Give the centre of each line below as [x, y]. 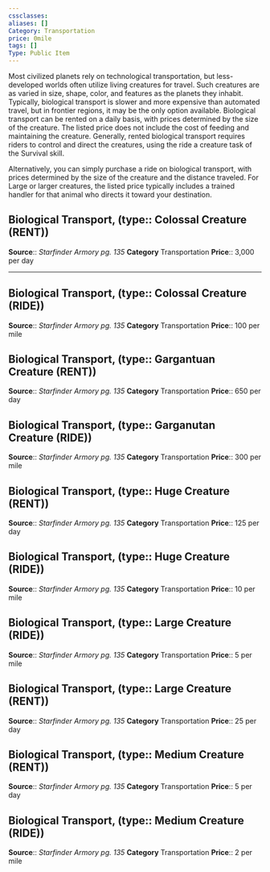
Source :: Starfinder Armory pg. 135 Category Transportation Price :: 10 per [132, 588]
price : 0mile [30, 38]
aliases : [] [28, 23]
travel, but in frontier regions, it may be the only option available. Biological [132, 110]
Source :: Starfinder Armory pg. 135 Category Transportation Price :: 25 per [133, 720]
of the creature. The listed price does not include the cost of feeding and [129, 127]
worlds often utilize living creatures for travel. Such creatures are [152, 85]
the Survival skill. [37, 153]
